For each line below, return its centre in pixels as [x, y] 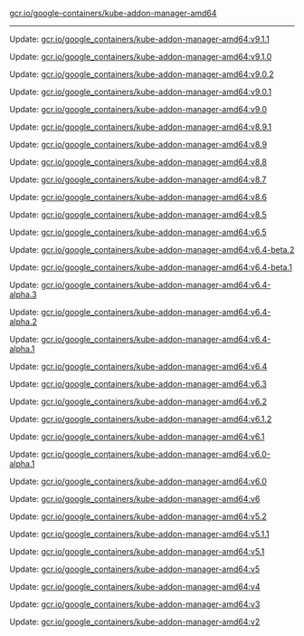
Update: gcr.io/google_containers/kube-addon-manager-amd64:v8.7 [138, 179]
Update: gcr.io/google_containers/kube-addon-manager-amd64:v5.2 [138, 516]
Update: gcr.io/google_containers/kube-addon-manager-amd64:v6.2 [138, 401]
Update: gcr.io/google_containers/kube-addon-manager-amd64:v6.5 [138, 232]
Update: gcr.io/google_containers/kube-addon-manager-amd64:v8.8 [138, 162]
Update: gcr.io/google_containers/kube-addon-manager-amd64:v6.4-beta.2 [152, 250]
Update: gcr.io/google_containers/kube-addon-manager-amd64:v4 [135, 587]
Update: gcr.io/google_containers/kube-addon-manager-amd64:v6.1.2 [141, 419]
